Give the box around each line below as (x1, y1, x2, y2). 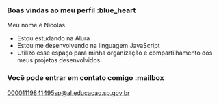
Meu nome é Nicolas (7, 21, 66, 29)
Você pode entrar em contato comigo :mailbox (7, 73, 164, 83)
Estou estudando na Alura (16, 34, 90, 42)
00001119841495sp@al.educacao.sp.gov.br (7, 88, 130, 97)
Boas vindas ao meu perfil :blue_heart (7, 5, 136, 15)
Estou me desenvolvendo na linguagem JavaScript (16, 42, 160, 50)
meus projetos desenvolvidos (16, 56, 101, 64)
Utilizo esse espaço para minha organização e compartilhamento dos (16, 49, 213, 57)
